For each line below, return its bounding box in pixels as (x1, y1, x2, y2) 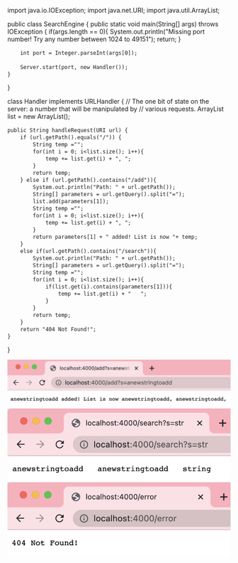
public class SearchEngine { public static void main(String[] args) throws (7, 20, 219, 28)
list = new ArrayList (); (7, 112, 71, 120)
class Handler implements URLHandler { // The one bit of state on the (7, 97, 210, 105)
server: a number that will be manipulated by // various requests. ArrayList (7, 104, 225, 113)
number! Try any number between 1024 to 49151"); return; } (7, 35, 181, 43)
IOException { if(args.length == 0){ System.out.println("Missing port (7, 28, 205, 36)
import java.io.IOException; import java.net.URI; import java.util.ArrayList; (7, 6, 220, 14)
